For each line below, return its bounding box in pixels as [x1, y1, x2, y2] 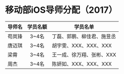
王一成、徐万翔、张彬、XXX [52, 51, 117, 58]
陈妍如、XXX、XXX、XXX [52, 60, 112, 67]
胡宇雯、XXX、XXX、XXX [52, 42, 112, 49]
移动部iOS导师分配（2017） [5, 4, 118, 16]
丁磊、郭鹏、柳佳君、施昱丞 [52, 33, 117, 40]
